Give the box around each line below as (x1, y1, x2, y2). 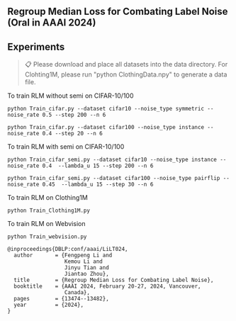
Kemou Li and (64, 258, 103, 265)
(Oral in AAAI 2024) (7, 17, 96, 29)
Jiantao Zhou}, (64, 271, 110, 278)
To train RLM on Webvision (7, 220, 86, 228)
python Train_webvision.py (7, 233, 87, 240)
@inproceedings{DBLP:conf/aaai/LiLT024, (7, 246, 129, 253)
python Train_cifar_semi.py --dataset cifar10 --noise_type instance (7, 156, 218, 164)
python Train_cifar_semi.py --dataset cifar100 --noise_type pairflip (7, 175, 220, 182)
